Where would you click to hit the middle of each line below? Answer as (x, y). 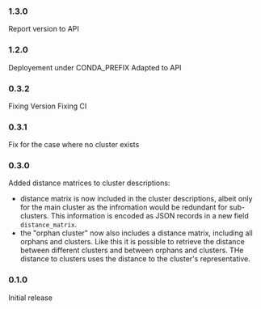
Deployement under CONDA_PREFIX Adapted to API (95, 67)
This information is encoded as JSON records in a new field (150, 216)
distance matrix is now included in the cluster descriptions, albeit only (136, 199)
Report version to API (44, 29)
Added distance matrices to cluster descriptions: (89, 183)
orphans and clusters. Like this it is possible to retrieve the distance (132, 242)
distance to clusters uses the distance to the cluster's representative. (135, 259)
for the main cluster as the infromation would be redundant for (124, 207)
